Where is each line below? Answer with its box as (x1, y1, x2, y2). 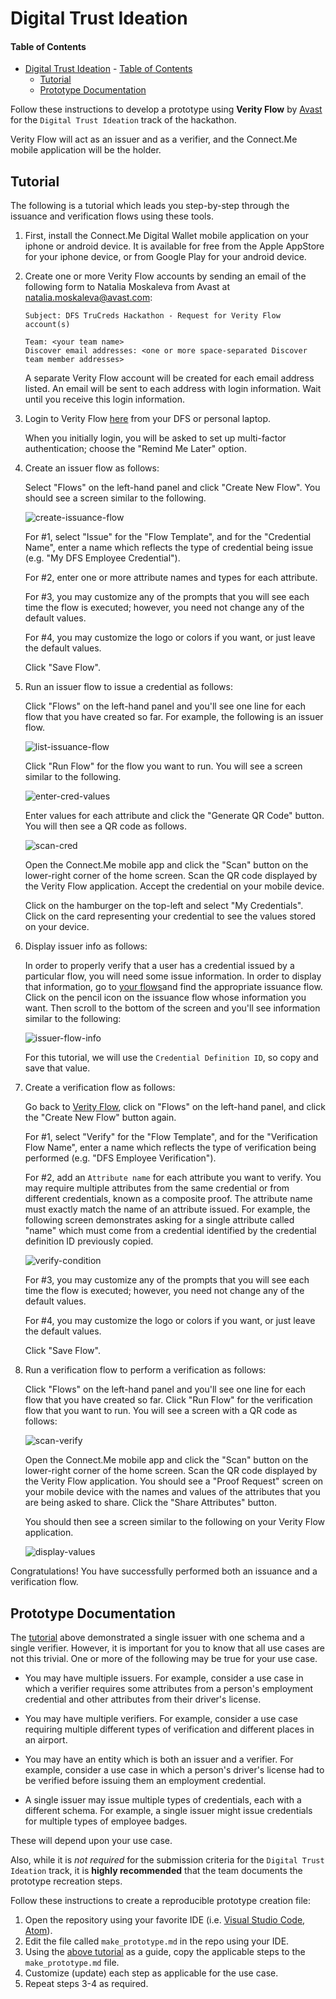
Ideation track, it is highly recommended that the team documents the (10, 1865, 303, 1877)
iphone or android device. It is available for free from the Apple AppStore (24, 240, 325, 252)
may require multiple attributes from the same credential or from (24, 1182, 290, 1194)
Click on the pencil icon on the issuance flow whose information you (24, 992, 307, 1004)
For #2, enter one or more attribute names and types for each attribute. (24, 572, 318, 584)
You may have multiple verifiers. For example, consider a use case (24, 1713, 298, 1725)
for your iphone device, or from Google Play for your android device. (24, 251, 307, 263)
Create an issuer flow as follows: (24, 462, 160, 474)
